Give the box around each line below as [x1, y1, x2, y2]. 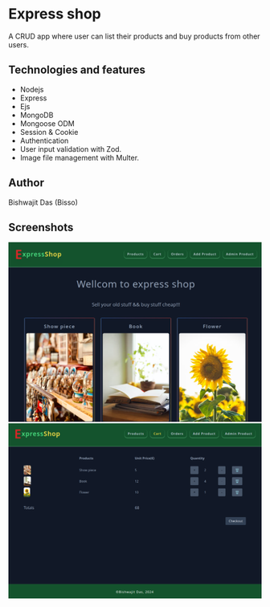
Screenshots [8, 220, 74, 234]
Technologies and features [8, 63, 146, 77]
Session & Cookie [19, 127, 79, 136]
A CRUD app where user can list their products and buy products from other [8, 31, 260, 41]
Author [8, 176, 44, 189]
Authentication [19, 136, 69, 145]
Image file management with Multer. [19, 153, 139, 162]
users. [8, 39, 30, 49]
